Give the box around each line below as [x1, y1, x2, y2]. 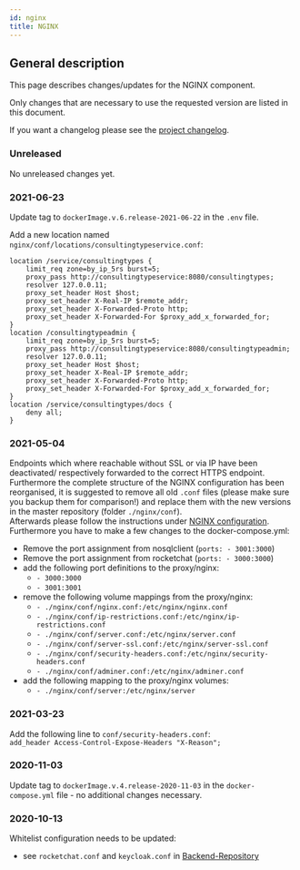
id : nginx [9, 13, 47, 23]
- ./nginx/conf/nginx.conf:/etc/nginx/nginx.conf [35, 603, 229, 612]
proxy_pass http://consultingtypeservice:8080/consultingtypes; [25, 272, 275, 281]
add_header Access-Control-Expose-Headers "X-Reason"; [9, 738, 222, 747]
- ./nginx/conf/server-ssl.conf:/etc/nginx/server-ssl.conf [35, 640, 269, 650]
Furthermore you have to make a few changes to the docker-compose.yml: [9, 526, 290, 537]
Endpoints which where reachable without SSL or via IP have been [9, 457, 258, 469]
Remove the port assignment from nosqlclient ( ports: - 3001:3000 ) [22, 543, 275, 554]
